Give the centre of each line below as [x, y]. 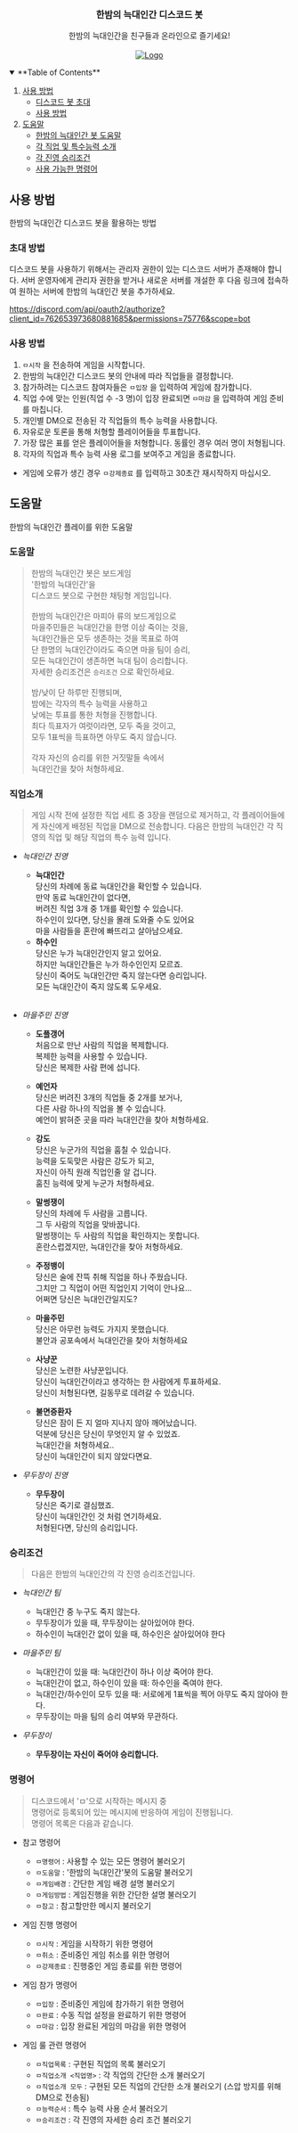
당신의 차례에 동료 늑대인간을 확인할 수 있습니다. [118, 886]
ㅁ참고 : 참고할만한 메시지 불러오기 [93, 1906]
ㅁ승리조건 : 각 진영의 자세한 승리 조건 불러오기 [113, 2120]
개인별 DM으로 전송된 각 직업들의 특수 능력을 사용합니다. [120, 420]
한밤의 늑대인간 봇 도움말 [78, 135]
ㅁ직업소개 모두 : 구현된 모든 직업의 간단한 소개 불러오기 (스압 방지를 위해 [158, 2086]
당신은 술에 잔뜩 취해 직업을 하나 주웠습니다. [111, 1277]
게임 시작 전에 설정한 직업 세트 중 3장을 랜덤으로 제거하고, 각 [135, 815]
